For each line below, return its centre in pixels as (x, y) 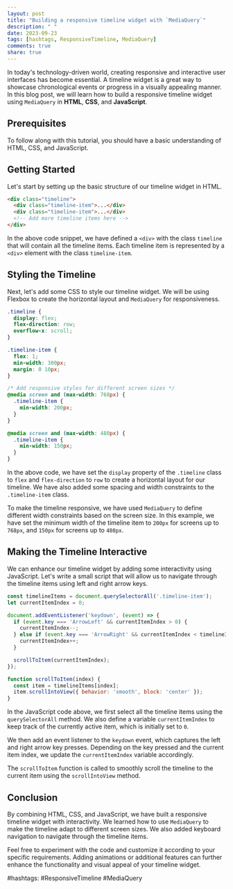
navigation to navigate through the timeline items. (78, 836)
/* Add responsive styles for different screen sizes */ (91, 389)
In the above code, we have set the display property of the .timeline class (114, 473)
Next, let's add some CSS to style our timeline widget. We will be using (108, 291)
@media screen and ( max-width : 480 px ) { (67, 433)
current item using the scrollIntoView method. (74, 776)
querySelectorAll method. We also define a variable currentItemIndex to (111, 719)
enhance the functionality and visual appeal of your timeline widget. (104, 864)
